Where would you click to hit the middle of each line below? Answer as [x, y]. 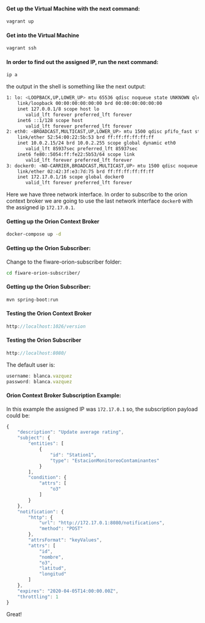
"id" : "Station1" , [73, 455]
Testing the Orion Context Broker [49, 314]
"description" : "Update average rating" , [70, 432]
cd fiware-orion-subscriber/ [43, 273]
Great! [14, 614]
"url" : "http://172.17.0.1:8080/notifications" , [102, 523]
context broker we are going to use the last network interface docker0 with [100, 201]
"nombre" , [51, 557]
